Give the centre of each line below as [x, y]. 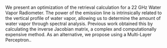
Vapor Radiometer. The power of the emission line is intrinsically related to [84, 13]
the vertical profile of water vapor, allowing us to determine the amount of [83, 18]
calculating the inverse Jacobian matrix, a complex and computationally [81, 29]
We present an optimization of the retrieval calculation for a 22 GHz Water [83, 7]
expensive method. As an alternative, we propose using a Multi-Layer [79, 34]
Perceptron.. [18, 40]
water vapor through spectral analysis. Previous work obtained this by [79, 23]
